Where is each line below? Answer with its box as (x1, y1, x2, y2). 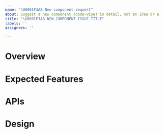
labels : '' (5, 21, 27, 26)
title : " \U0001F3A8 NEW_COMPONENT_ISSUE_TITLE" (5, 16, 105, 21)
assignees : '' (5, 26, 34, 30)
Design (5, 118, 35, 129)
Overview (5, 51, 46, 62)
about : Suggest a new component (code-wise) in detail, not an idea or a (5, 12, 160, 17)
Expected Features (5, 73, 83, 84)
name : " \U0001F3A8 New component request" (5, 7, 93, 12)
